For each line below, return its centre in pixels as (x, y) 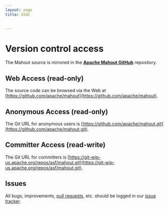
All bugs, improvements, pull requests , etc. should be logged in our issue (81, 196)
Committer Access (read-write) (55, 145)
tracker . (13, 201)
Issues (16, 184)
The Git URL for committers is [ (37, 157)
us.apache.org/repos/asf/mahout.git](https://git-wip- (60, 162)
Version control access (55, 49)
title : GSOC (18, 15)
